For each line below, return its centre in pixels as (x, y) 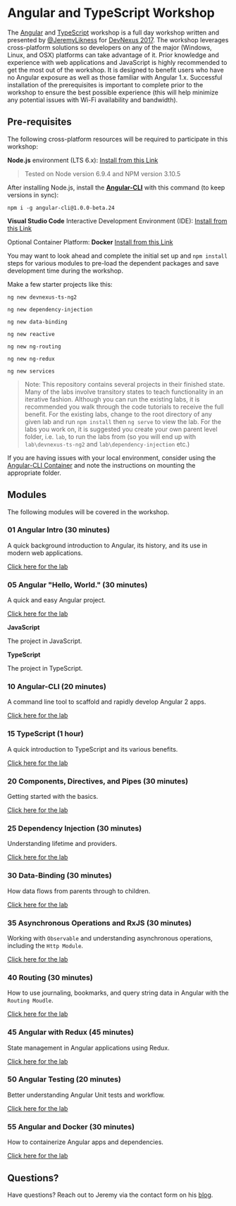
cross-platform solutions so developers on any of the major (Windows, (110, 47)
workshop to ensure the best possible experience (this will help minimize (113, 92)
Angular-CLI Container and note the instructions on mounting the (101, 465)
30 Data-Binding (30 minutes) (60, 876)
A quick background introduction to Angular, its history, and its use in (107, 545)
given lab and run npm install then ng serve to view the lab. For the (123, 421)
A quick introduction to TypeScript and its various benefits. (93, 749)
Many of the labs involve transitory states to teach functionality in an (124, 392)
